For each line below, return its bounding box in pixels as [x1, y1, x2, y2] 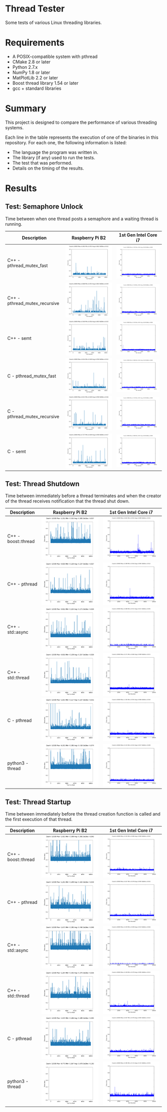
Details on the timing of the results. [12, 165, 84, 171]
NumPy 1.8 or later [12, 69, 51, 75]
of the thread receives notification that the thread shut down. [5, 498, 130, 504]
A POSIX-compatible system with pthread [12, 53, 98, 59]
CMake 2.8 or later [12, 58, 51, 65]
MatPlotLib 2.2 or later [12, 74, 58, 80]
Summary [5, 103, 46, 114]
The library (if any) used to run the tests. [12, 154, 95, 160]
